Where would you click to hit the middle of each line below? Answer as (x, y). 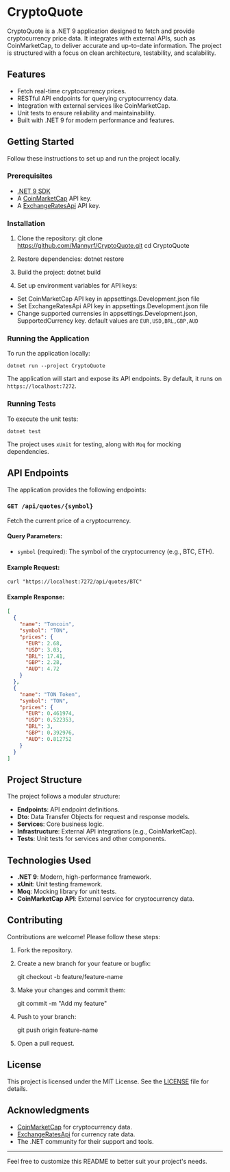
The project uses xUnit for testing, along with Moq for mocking (94, 444)
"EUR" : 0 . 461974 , (50, 714)
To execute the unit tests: (43, 419)
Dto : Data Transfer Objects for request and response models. (103, 817)
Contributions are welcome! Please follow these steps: (84, 937)
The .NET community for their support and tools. (85, 1141)
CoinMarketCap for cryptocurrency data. (74, 1127)
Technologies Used (49, 860)
